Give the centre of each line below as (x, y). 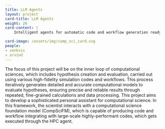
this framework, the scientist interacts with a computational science (73, 105)
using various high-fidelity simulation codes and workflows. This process (79, 79)
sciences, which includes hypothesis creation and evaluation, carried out (79, 74)
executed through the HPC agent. (39, 121)
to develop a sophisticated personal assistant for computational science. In (81, 100)
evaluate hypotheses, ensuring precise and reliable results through (73, 90)
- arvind (14, 55)
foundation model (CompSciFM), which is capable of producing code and (79, 110)
